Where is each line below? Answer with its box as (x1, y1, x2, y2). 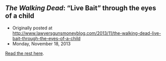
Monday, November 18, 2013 (12, 41, 71, 47)
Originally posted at (12, 25, 53, 31)
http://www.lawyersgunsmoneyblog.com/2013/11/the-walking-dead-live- (12, 30, 161, 36)
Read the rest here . (5, 50, 45, 56)
